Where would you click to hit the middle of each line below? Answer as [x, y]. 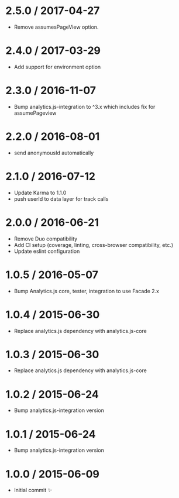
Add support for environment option [57, 67]
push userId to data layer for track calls [61, 199]
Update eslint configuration [47, 251]
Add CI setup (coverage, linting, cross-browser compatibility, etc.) [94, 245]
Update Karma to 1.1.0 [40, 193]
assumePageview [35, 113]
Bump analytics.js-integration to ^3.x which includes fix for [85, 107]
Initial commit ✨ [33, 490]
